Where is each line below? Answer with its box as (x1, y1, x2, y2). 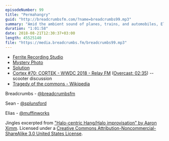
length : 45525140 (5, 36, 42, 41)
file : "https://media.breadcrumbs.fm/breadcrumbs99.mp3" (5, 40, 127, 45)
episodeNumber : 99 (5, 7, 44, 13)
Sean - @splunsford (5, 100, 47, 106)
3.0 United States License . (28, 130, 83, 136)
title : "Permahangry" (5, 12, 51, 17)
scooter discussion (12, 75, 52, 81)
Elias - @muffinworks (5, 110, 50, 116)
